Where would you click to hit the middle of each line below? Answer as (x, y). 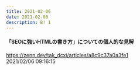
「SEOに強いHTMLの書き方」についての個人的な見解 (70, 41)
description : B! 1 (28, 22)
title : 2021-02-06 (28, 11)
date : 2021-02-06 (27, 17)
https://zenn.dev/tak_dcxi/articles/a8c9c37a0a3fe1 (67, 55)
